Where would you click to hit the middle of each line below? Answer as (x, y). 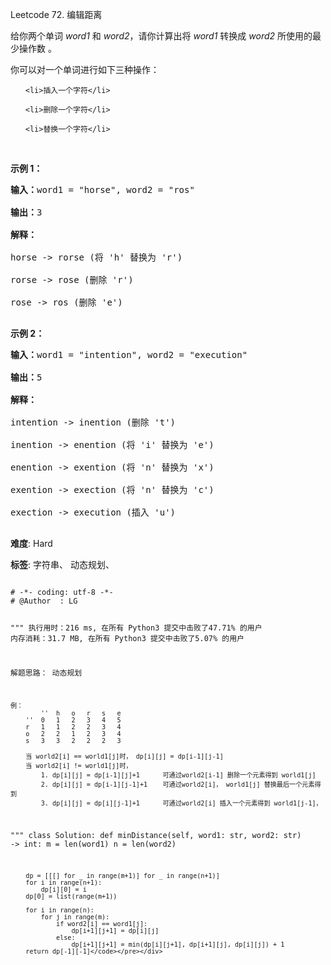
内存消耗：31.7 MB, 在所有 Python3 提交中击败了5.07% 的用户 (127, 638)
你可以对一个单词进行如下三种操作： (85, 69)
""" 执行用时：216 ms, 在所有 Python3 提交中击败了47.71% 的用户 (136, 628)
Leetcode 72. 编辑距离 (56, 14)
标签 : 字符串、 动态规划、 (62, 564)
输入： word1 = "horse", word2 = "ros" (102, 189)
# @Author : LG (44, 601)
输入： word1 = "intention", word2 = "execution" (129, 354)
